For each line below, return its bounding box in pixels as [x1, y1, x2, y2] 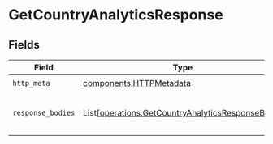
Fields [8, 38, 41, 52]
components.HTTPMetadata [82, 77, 191, 88]
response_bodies [12, 108, 76, 117]
